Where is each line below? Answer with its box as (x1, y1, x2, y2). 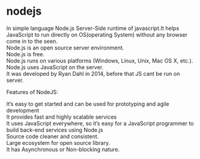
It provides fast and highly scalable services (6, 113, 117, 120)
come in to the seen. (6, 37, 58, 45)
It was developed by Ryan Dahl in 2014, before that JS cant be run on (6, 70, 180, 77)
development (6, 106, 40, 114)
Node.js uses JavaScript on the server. (6, 63, 104, 71)
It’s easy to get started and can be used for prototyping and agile (6, 100, 170, 108)
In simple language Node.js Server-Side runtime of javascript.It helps (6, 24, 180, 32)
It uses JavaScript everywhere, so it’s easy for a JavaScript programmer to (6, 119, 194, 127)
